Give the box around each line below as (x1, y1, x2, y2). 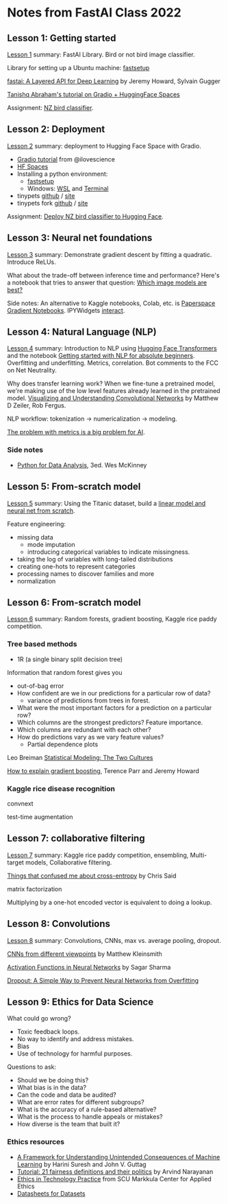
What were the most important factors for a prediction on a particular (16, 703, 212, 712)
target (7, 858, 24, 867)
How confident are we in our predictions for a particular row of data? (16, 689, 211, 697)
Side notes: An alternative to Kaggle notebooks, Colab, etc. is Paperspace (7, 299, 216, 307)
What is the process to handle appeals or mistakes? (16, 1113, 163, 1121)
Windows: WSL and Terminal (27, 184, 109, 192)
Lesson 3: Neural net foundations (7, 232, 153, 244)
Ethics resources (7, 1137, 65, 1147)
